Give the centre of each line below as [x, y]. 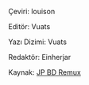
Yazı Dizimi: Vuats [38, 42]
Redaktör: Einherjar [40, 57]
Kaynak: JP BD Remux [44, 72]
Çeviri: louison [32, 11]
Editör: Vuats [29, 26]
